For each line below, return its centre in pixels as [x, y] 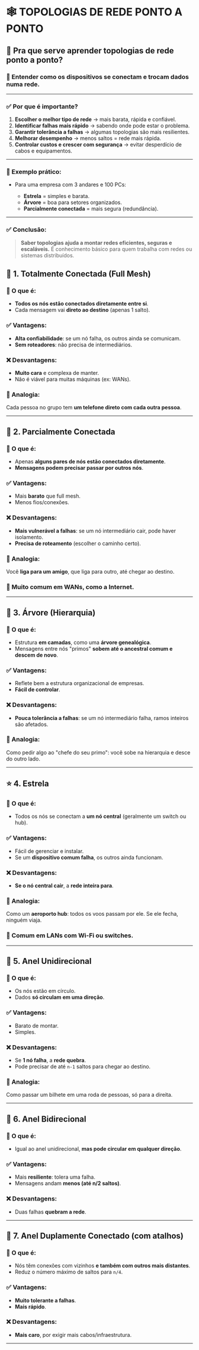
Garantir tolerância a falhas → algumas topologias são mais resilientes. [102, 132]
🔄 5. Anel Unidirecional [49, 961]
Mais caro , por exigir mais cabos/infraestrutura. [73, 1335]
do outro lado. [23, 759]
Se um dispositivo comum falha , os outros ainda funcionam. [89, 857]
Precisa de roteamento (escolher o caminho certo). [78, 543]
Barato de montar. [37, 1026]
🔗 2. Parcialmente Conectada [61, 432]
